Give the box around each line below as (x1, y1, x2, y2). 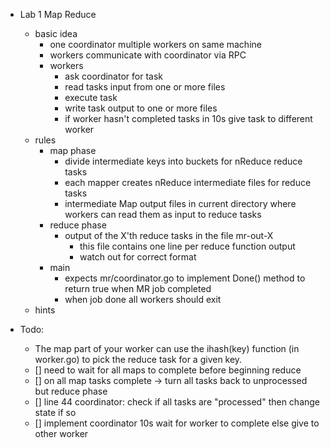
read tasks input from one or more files (64, 81, 226, 93)
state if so (34, 407, 77, 418)
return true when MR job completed (64, 283, 212, 294)
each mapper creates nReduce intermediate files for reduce (64, 177, 312, 188)
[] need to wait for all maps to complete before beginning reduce (34, 364, 302, 376)
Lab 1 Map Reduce (19, 9, 97, 20)
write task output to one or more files (64, 102, 218, 114)
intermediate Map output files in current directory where (64, 198, 297, 209)
